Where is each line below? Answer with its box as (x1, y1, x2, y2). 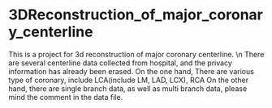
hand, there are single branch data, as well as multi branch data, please (8, 83, 248, 93)
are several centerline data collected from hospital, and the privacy (8, 58, 233, 68)
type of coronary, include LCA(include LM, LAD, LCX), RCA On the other (8, 75, 249, 85)
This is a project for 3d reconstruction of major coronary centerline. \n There (8, 49, 265, 59)
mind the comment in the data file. (8, 92, 123, 102)
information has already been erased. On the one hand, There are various (8, 66, 254, 76)
